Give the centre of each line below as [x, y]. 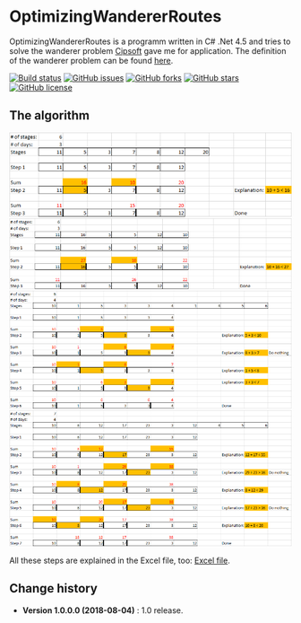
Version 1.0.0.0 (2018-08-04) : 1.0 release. [103, 610]
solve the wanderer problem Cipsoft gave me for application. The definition [148, 50]
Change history [54, 588]
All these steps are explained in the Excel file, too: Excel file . [120, 560]
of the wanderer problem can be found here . [91, 60]
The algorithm [49, 115]
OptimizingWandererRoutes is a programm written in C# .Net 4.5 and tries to [150, 41]
